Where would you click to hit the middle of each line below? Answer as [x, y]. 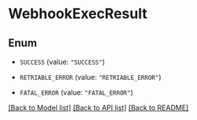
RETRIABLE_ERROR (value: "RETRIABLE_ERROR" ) [90, 77]
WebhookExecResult [78, 14]
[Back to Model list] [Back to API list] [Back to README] [98, 108]
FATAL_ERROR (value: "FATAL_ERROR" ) [76, 92]
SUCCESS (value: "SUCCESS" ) [62, 62]
